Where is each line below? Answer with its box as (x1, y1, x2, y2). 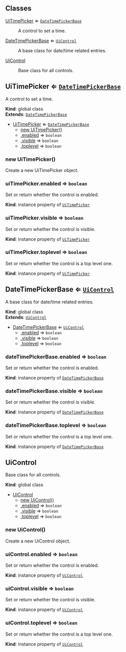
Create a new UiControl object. (5, 538, 71, 544)
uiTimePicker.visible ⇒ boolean (5, 215, 83, 222)
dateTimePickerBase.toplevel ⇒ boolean (5, 422, 107, 429)
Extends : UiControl (5, 314, 47, 320)
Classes (5, 4, 32, 13)
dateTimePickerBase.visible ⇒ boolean (5, 387, 103, 394)
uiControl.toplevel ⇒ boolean (5, 619, 78, 626)
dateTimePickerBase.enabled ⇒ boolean (5, 353, 107, 360)
